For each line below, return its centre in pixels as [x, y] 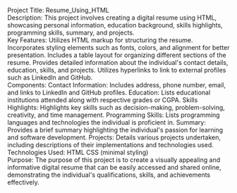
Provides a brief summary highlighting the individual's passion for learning [115, 130]
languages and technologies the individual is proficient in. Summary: [107, 122]
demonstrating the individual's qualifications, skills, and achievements [109, 175]
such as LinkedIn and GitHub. [50, 77]
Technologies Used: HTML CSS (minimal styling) [78, 152]
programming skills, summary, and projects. [71, 32]
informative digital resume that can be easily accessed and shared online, [114, 167]
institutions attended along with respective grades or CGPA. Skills [103, 100]
